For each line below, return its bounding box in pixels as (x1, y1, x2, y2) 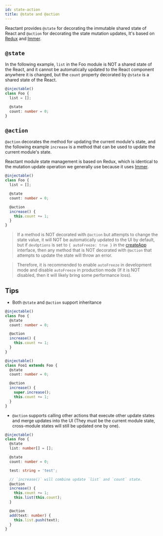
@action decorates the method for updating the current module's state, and (5, 139, 156, 145)
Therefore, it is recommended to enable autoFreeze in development (17, 262, 152, 268)
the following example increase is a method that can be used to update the (5, 144, 155, 150)
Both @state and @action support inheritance (12, 299, 102, 305)
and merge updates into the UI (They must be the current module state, (12, 418, 155, 424)
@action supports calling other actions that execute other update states (12, 412, 155, 418)
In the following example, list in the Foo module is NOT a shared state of (5, 62, 152, 67)
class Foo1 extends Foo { (5, 363, 57, 368)
